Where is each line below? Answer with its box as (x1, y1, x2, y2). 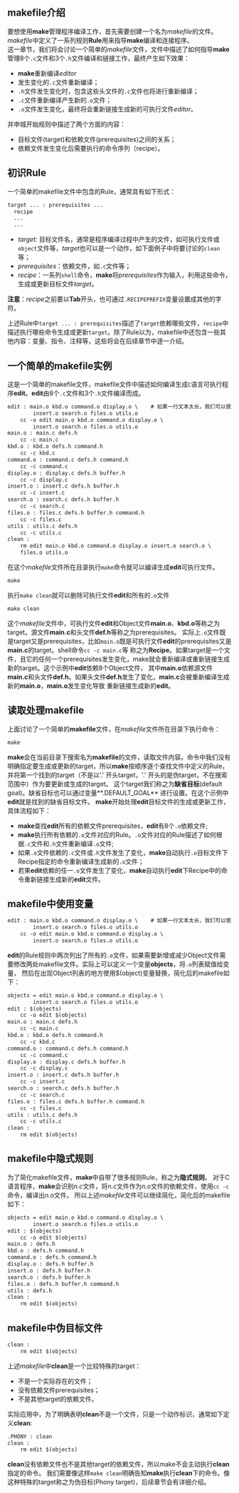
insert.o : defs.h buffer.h (7, 1267, 91, 1274)
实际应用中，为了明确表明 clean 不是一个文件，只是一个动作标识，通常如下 (7, 1410, 224, 1418)
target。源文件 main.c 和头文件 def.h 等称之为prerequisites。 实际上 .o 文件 (7, 627, 220, 637)
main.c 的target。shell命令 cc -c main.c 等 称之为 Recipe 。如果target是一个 (7, 645, 225, 654)
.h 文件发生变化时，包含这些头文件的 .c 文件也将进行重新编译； (17, 86, 199, 95)
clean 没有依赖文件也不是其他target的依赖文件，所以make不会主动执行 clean (7, 1460, 230, 1469)
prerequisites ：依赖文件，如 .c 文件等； (17, 262, 132, 270)
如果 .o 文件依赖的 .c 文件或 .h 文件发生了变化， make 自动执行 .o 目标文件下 (17, 848, 229, 856)
